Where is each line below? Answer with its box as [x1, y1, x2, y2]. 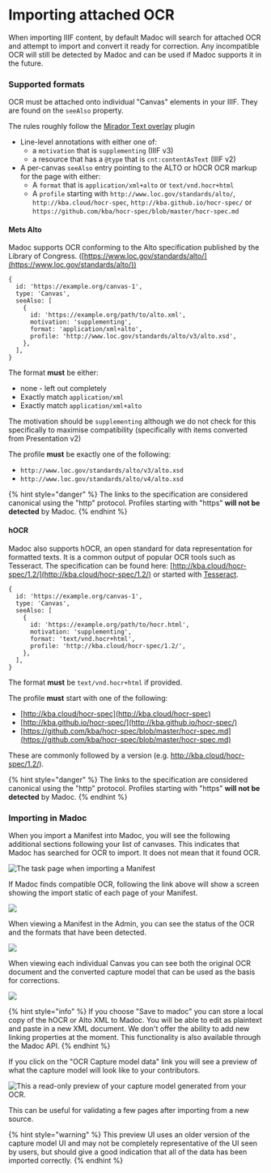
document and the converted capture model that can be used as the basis [8, 967, 256, 977]
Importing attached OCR [8, 6, 176, 24]
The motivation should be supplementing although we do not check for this [8, 416, 256, 427]
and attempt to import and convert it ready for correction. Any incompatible [8, 41, 260, 50]
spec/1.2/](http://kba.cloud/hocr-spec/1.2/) [8, 569, 152, 579]
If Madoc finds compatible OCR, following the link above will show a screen [8, 879, 260, 889]
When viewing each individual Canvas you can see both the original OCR [8, 958, 252, 968]
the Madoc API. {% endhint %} [8, 1041, 111, 1051]
